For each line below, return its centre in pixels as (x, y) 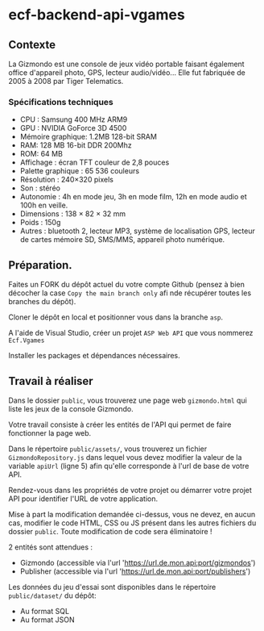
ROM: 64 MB (41, 154)
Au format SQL (45, 611)
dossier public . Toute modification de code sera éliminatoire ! (110, 531)
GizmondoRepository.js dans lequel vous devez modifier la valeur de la (125, 457)
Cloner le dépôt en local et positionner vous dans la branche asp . (116, 317)
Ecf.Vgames (27, 341)
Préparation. (40, 265)
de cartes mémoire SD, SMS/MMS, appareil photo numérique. (122, 240)
